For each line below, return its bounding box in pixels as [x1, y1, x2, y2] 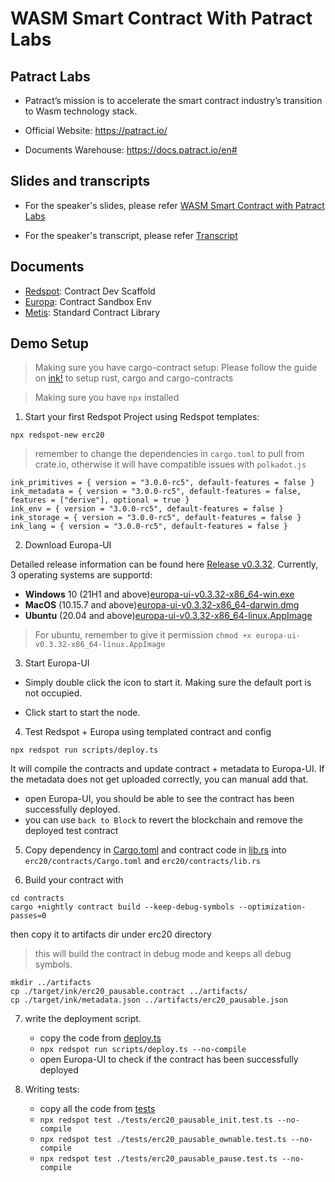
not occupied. [24, 687, 83, 699]
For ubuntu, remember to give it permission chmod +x [34, 629, 252, 641]
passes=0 [10, 911, 47, 921]
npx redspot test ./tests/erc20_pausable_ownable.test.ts [39, 1135, 287, 1145]
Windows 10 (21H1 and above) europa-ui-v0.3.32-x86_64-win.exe [24, 588, 295, 601]
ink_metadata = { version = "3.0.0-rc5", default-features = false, [10, 487, 302, 497]
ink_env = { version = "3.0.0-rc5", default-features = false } [10, 504, 284, 514]
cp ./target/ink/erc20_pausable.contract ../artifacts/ [10, 987, 248, 997]
